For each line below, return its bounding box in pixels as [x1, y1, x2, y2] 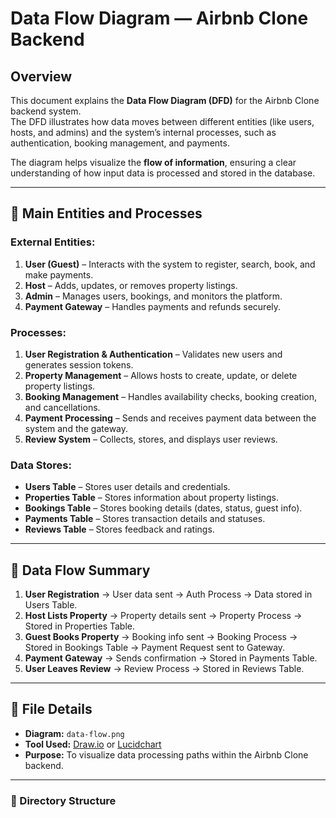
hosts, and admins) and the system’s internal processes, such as [10, 127, 277, 138]
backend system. [10, 105, 82, 117]
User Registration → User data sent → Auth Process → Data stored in [24, 588, 313, 601]
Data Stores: [10, 458, 72, 472]
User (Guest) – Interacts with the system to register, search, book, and [24, 258, 316, 270]
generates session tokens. [24, 358, 134, 371]
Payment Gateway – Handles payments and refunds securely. [24, 300, 282, 312]
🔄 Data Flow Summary [10, 562, 151, 579]
